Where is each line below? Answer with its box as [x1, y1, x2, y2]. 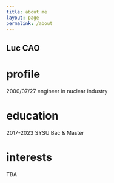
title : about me [6, 9, 47, 15]
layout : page [6, 15, 39, 21]
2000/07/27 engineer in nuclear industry [6, 87, 108, 95]
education [6, 109, 59, 123]
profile [6, 67, 41, 81]
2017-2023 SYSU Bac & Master [6, 129, 84, 136]
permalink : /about [6, 20, 53, 26]
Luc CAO [6, 43, 41, 53]
